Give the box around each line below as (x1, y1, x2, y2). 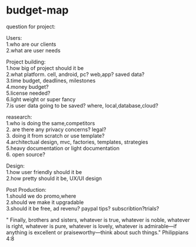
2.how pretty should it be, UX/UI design (6, 175, 102, 182)
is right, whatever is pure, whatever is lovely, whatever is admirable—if (6, 222, 177, 229)
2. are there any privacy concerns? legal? (6, 126, 107, 133)
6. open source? (6, 151, 45, 158)
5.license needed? (6, 89, 51, 96)
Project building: (6, 58, 46, 65)
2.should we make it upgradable (6, 198, 84, 206)
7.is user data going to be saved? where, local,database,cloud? (6, 102, 159, 109)
